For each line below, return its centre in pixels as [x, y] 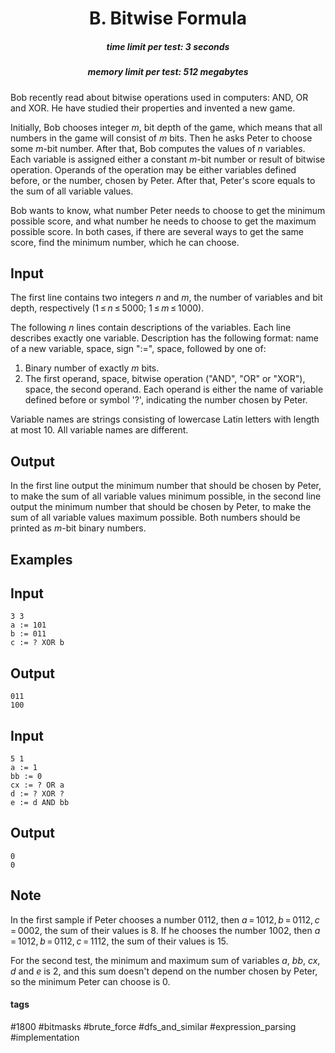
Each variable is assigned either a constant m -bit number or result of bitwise [168, 159]
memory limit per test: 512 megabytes [168, 72]
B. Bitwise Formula [168, 18]
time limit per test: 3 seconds [168, 46]
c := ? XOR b [37, 643]
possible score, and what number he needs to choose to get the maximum [163, 221]
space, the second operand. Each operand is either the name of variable [174, 389]
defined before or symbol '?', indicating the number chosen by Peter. [166, 400]
